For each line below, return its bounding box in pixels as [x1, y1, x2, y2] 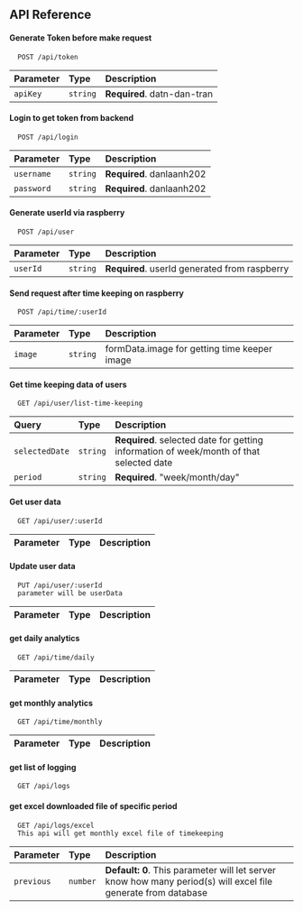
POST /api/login [17, 133, 78, 142]
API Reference [9, 7, 92, 23]
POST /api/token [17, 52, 78, 61]
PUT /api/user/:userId [17, 581, 103, 590]
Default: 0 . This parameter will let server [105, 863, 277, 876]
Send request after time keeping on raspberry [9, 288, 185, 299]
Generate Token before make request [9, 32, 152, 43]
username [14, 169, 51, 179]
